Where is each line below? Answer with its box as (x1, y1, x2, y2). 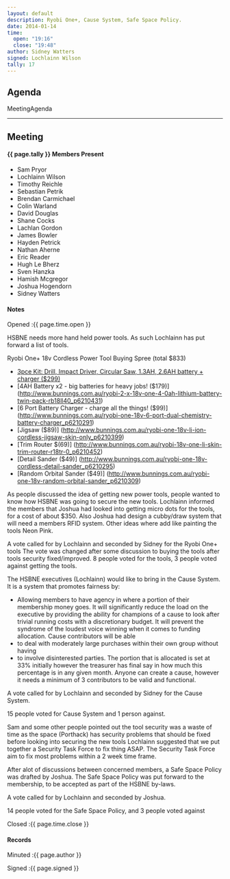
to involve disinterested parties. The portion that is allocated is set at (16, 654, 210, 662)
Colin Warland (16, 202, 57, 210)
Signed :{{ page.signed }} (7, 864, 79, 872)
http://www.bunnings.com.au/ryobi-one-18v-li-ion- (62, 426, 207, 434)
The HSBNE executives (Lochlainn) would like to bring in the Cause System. (7, 575, 220, 583)
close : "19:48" (13, 42, 57, 49)
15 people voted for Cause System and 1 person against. (7, 710, 166, 718)
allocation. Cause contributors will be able (16, 632, 136, 640)
